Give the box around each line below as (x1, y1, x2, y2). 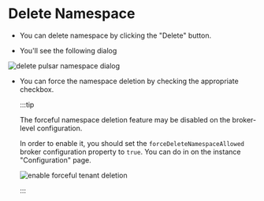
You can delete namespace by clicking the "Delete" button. (19, 31, 211, 40)
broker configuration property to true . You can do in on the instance (19, 147, 241, 156)
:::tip (19, 100, 35, 109)
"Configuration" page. (19, 155, 92, 165)
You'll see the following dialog (19, 46, 117, 55)
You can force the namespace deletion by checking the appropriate (19, 76, 239, 86)
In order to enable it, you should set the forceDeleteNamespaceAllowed (19, 138, 244, 148)
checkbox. (19, 84, 54, 94)
